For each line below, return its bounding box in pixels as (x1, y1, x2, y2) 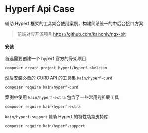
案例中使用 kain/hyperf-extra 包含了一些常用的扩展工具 (5, 94, 119, 100)
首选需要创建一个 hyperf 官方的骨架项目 (5, 56, 87, 62)
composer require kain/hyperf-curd (5, 85, 79, 90)
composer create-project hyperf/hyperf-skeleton (5, 66, 107, 71)
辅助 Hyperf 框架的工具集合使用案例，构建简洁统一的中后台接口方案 (5, 20, 144, 26)
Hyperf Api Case (5, 3, 75, 15)
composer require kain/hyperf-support (5, 124, 85, 129)
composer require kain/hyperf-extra (5, 104, 81, 109)
